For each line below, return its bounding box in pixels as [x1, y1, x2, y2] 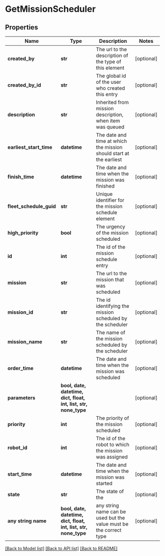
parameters [7, 394, 35, 401]
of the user [96, 79, 121, 85]
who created [96, 85, 125, 92]
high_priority [7, 229, 39, 236]
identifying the [96, 303, 129, 309]
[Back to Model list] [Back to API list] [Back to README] [5, 546, 118, 551]
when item [96, 117, 120, 124]
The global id [96, 72, 126, 79]
